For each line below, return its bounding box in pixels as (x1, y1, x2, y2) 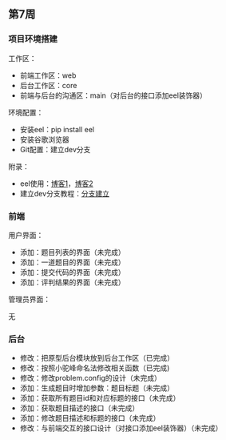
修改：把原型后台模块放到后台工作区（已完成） (19, 353, 174, 363)
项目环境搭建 (8, 34, 58, 45)
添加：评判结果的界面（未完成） (19, 277, 125, 287)
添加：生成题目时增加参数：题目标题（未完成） (19, 383, 174, 393)
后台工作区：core (19, 80, 77, 90)
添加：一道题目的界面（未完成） (19, 257, 125, 267)
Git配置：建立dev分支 (19, 144, 91, 154)
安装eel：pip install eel (19, 124, 94, 134)
